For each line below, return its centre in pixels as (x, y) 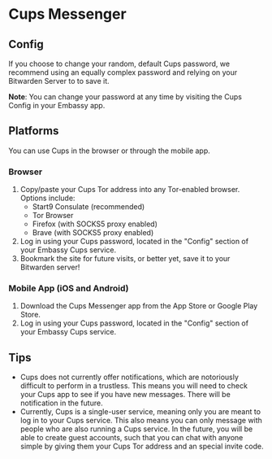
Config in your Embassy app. (57, 105)
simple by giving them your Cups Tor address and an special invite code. (142, 446)
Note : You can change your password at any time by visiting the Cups (125, 97)
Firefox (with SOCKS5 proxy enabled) (95, 224)
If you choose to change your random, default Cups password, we (119, 63)
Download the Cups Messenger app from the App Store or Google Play (139, 306)
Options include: (47, 198)
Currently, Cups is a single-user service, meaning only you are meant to (140, 412)
